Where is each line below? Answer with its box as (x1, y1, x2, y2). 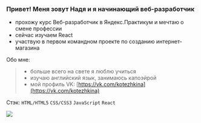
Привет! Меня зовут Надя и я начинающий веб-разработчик (6, 5, 195, 13)
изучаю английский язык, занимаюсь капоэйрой (30, 75, 157, 82)
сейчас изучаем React (15, 32, 73, 39)
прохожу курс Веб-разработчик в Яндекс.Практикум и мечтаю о (15, 19, 184, 26)
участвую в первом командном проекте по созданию (15, 38, 156, 45)
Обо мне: (6, 56, 30, 64)
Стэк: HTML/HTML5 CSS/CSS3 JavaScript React (6, 99, 116, 106)
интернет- (156, 38, 183, 45)
